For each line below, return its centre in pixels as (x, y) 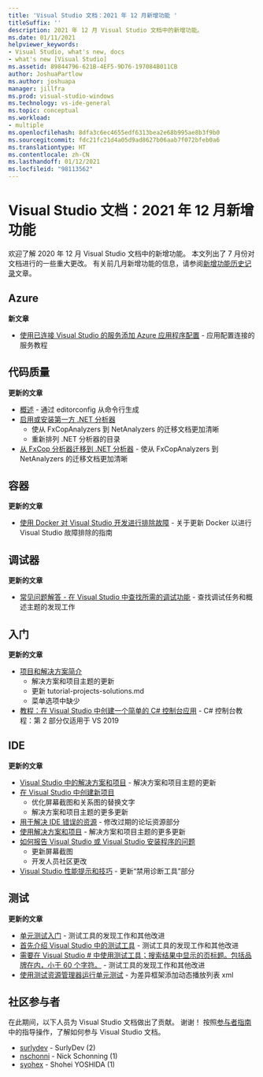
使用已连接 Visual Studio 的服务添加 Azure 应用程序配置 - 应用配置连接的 (137, 335)
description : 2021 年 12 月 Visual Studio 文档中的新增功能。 (106, 30)
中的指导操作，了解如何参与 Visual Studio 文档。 (87, 1032)
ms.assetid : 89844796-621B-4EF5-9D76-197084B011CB (93, 67)
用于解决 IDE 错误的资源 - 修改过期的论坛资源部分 (100, 822)
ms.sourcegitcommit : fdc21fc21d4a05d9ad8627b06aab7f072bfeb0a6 (114, 140)
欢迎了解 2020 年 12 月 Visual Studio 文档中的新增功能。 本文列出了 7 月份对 (131, 254)
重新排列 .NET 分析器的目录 (76, 439)
